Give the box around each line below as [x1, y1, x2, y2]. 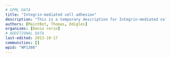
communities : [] [5, 40, 40, 45]
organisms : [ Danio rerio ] [5, 26, 60, 31]
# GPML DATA [5, 7, 31, 13]
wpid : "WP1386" [5, 45, 38, 50]
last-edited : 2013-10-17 [5, 36, 58, 41]
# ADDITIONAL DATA [5, 31, 44, 36]
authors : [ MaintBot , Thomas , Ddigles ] [5, 21, 88, 27]
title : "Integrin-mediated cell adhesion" [5, 12, 97, 17]
